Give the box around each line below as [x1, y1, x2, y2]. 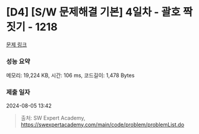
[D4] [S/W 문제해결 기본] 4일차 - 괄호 [6, 5, 181, 19]
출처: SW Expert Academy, [20, 114, 86, 122]
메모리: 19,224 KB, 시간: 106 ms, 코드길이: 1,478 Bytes [6, 72, 135, 79]
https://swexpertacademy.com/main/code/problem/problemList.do [20, 121, 185, 128]
